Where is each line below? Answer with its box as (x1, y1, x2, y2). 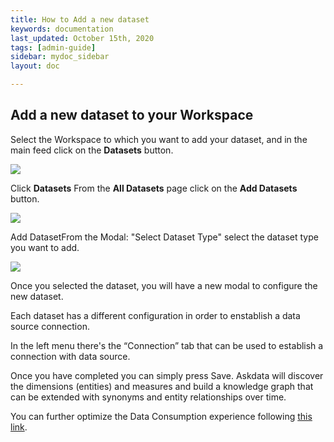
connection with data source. (10, 350, 131, 362)
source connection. (10, 320, 90, 332)
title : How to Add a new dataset (10, 14, 150, 25)
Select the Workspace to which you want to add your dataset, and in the (10, 133, 308, 145)
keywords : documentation (10, 24, 114, 34)
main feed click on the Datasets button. (10, 144, 174, 156)
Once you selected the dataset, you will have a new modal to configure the (10, 279, 318, 291)
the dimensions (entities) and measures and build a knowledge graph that (10, 380, 314, 392)
